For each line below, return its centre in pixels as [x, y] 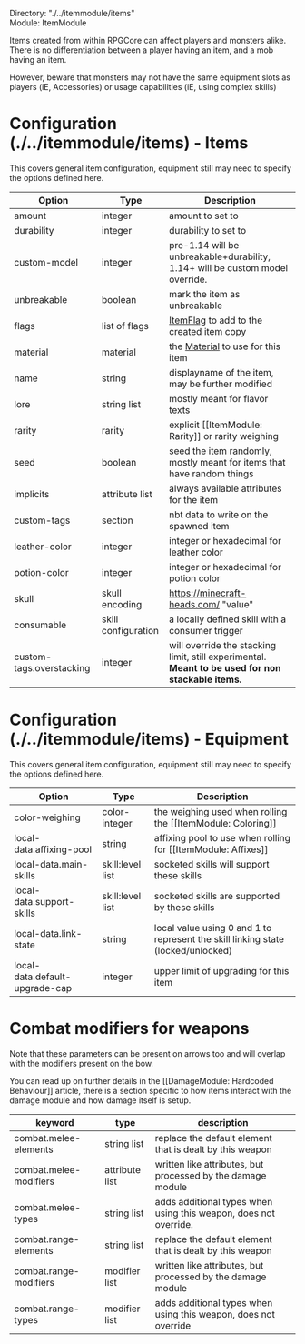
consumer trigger [206, 630]
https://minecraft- [208, 593]
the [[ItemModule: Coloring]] [215, 823]
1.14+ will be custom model [229, 267]
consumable [40, 625]
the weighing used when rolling [221, 811]
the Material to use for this [225, 346]
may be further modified [221, 384]
